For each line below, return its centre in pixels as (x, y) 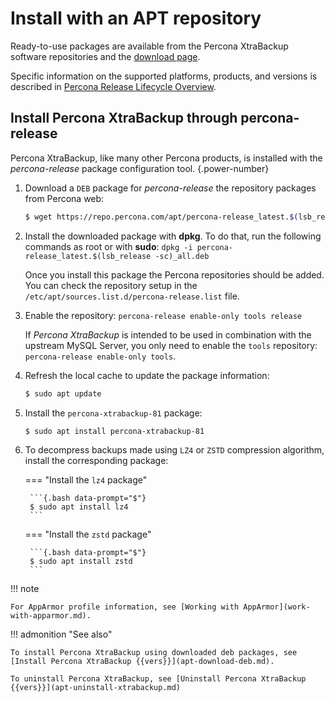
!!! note (25, 589)
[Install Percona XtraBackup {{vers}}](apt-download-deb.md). (142, 662)
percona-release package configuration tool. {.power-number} (140, 168)
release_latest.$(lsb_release (88, 256)
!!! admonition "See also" (61, 634)
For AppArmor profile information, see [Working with (125, 607)
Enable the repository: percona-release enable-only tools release (163, 315)
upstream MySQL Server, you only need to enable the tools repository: (171, 345)
